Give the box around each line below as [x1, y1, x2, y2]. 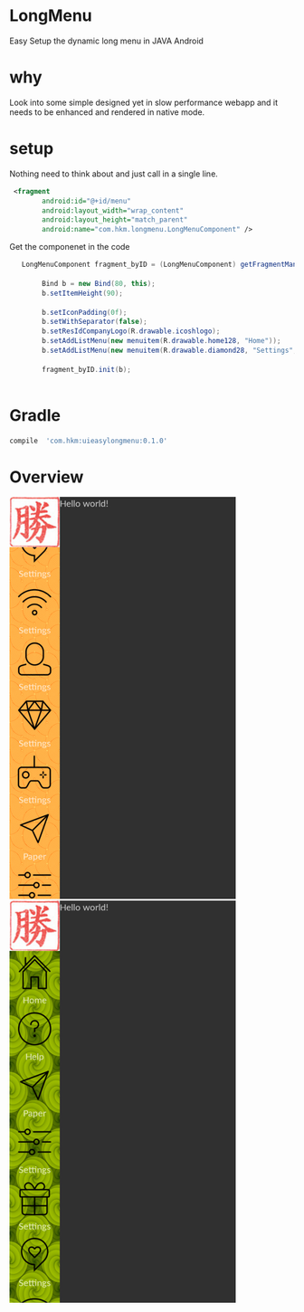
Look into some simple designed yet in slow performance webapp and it [9, 97, 279, 108]
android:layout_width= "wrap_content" [42, 205, 184, 215]
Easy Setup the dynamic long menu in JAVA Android [9, 35, 204, 46]
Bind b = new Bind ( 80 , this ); [42, 279, 156, 288]
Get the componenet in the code [9, 242, 130, 252]
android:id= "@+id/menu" [42, 196, 131, 205]
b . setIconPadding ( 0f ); [42, 308, 128, 317]
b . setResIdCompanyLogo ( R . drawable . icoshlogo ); [42, 327, 221, 336]
